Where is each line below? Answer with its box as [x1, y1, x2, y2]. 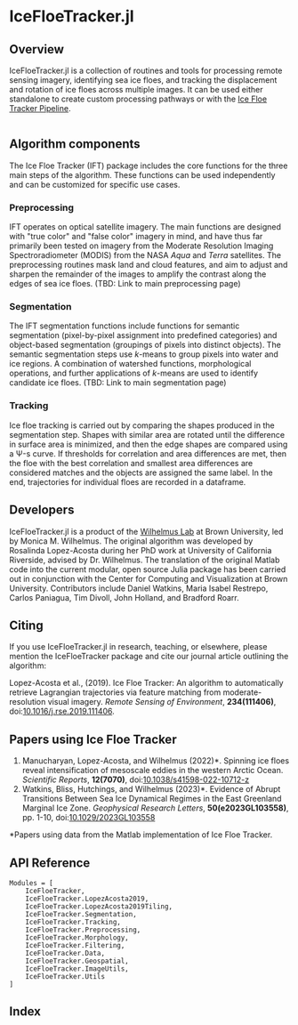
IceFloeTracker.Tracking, [25, 917, 122, 926]
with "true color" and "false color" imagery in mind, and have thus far [9, 231, 263, 242]
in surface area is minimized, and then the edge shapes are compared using [9, 439, 288, 449]
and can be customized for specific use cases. [9, 179, 181, 190]
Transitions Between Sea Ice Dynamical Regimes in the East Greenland [21, 794, 282, 804]
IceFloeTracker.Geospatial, [25, 956, 129, 965]
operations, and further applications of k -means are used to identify [9, 367, 259, 379]
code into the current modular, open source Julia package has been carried [9, 563, 286, 575]
